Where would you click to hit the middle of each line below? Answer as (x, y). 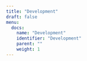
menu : (12, 22)
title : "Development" (32, 11)
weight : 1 (28, 49)
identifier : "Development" (49, 38)
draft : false (22, 17)
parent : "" (30, 44)
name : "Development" (41, 33)
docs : (18, 28)
